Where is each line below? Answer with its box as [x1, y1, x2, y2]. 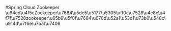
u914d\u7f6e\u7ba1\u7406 [5, 20, 61, 26]
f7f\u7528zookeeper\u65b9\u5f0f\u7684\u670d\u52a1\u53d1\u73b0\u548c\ [5, 15, 166, 21]
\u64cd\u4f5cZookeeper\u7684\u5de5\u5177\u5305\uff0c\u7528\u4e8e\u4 [5, 10, 165, 16]
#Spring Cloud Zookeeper [5, 5, 60, 10]
